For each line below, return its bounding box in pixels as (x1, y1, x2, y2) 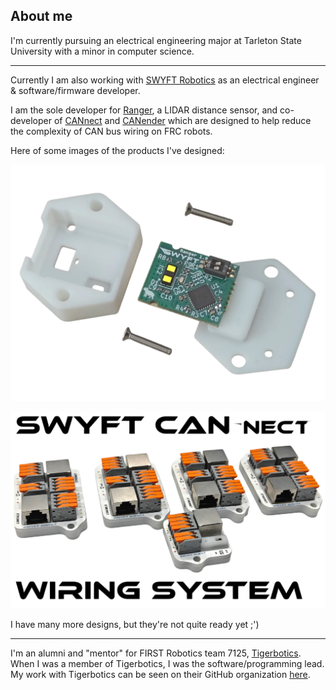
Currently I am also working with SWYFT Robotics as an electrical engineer (10, 74, 320, 86)
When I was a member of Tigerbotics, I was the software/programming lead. (10, 658, 325, 670)
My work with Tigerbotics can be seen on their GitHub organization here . (10, 669, 311, 681)
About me (10, 8, 73, 25)
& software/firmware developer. (10, 84, 141, 96)
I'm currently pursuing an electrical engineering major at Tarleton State (10, 34, 302, 46)
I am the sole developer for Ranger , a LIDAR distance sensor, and (10, 104, 278, 116)
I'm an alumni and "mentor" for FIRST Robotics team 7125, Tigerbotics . (10, 647, 302, 659)
